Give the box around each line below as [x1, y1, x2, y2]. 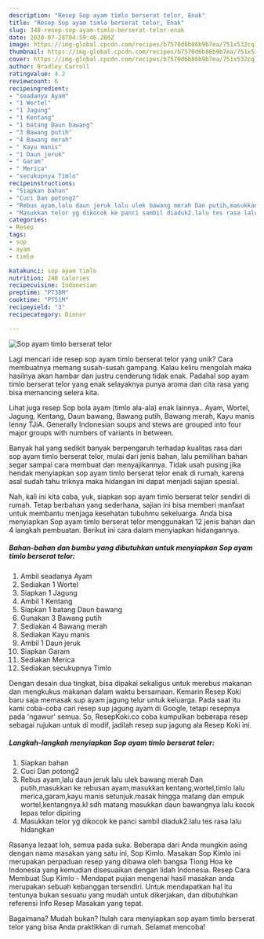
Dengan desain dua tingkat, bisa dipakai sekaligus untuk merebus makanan [9, 678, 252, 688]
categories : [9, 216, 48, 224]
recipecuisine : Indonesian [9, 281, 97, 289]
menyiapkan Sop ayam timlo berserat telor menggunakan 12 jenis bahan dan [9, 516, 255, 526]
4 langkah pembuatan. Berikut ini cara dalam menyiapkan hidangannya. [9, 525, 240, 534]
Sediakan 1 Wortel [20, 579, 79, 589]
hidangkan [20, 824, 55, 834]
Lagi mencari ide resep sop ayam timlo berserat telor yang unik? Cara [9, 354, 233, 364]
